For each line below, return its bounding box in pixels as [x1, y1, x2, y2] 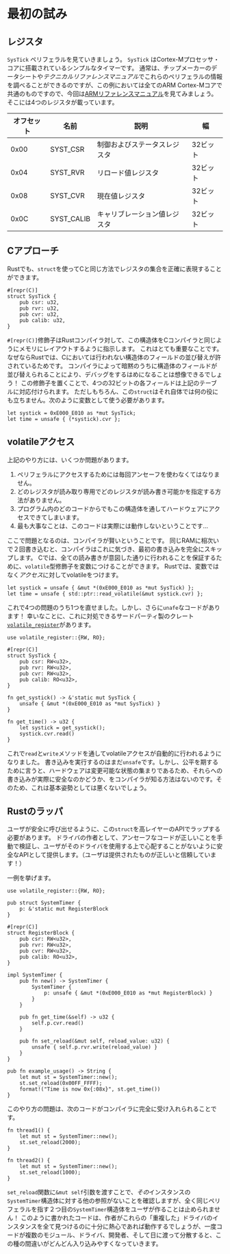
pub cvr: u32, [19, 310, 60, 318]
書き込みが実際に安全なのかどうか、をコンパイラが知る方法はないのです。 [7, 775, 217, 783]
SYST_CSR [50, 145, 85, 154]
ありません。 [29, 496, 66, 504]
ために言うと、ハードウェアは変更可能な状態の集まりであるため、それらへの [7, 766, 223, 775]
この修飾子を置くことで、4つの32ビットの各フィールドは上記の [20, 378, 200, 387]
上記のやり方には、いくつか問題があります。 [7, 455, 133, 464]
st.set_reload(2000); [19, 1139, 81, 1146]
